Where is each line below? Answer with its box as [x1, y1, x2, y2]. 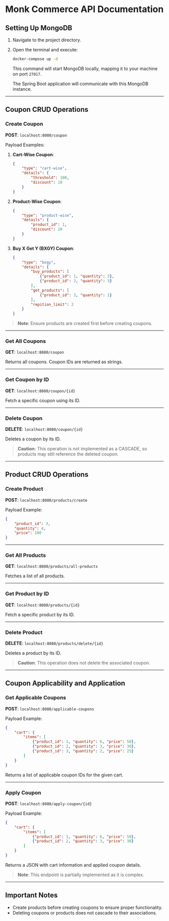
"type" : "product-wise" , [22, 213, 74, 218]
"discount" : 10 [31, 180, 63, 185]
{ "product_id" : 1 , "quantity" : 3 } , [39, 274, 115, 279]
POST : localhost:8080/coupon [5, 132, 67, 138]
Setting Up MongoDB [5, 24, 72, 32]
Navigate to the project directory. [12, 37, 81, 43]
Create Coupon [5, 120, 44, 127]
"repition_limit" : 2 [31, 302, 74, 307]
